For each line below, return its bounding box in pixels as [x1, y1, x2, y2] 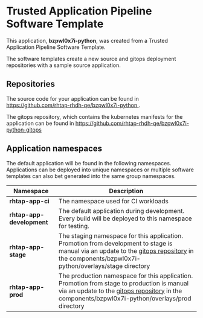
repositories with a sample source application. [6, 62, 121, 69]
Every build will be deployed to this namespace [58, 214, 192, 223]
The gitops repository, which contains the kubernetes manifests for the [6, 113, 183, 120]
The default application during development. [58, 206, 185, 215]
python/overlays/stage [58, 261, 123, 270]
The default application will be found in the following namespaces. [6, 159, 172, 167]
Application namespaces [6, 144, 103, 154]
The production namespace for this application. [58, 272, 193, 280]
